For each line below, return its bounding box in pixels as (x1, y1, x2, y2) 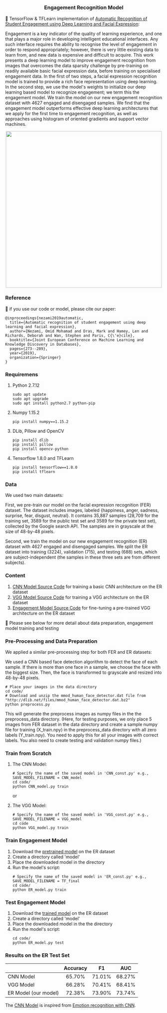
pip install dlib (12, 438, 49, 443)
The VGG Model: (12, 803, 47, 809)
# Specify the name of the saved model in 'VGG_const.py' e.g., (12, 812, 149, 818)
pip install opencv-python (12, 446, 69, 452)
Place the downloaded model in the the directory (12, 921, 113, 927)
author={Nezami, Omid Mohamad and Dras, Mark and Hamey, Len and (9, 329, 149, 334)
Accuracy (64, 965, 87, 972)
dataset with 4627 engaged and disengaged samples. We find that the (5, 100, 150, 106)
